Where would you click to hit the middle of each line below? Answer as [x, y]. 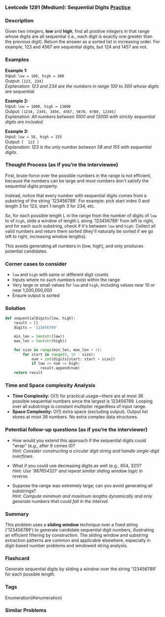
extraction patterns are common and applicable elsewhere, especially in [78, 540]
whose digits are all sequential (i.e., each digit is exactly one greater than [79, 36]
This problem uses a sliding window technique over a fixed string [72, 525]
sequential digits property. [32, 186]
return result [28, 373]
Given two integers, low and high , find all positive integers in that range [77, 31]
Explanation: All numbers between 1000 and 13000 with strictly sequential [80, 117]
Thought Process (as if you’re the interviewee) [62, 165]
